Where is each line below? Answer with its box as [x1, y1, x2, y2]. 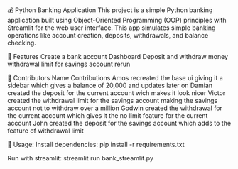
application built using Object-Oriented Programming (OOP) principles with [7, 16, 227, 24]
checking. [7, 38, 37, 47]
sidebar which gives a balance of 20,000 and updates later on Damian [7, 81, 213, 89]
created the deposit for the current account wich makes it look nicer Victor [7, 89, 226, 97]
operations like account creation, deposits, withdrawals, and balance [7, 31, 209, 39]
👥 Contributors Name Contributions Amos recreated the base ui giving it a [7, 74, 224, 82]
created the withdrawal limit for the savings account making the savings [7, 97, 218, 104]
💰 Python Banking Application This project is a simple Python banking [7, 6, 213, 14]
